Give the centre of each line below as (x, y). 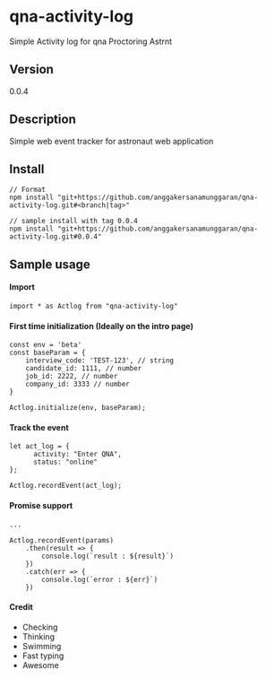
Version (31, 70)
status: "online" (65, 462)
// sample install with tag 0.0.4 (74, 222)
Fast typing (43, 656)
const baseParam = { (48, 353)
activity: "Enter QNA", (77, 455)
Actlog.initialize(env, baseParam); (77, 408)
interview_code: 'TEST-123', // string (100, 361)
